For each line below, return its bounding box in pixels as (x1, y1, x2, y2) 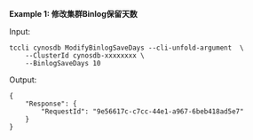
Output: (9, 74, 37, 85)
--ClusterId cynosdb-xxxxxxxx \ (25, 51, 145, 60)
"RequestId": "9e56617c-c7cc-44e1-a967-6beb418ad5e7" (41, 107, 244, 116)
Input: (9, 27, 31, 36)
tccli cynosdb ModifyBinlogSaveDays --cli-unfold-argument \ (9, 43, 244, 52)
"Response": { (25, 99, 77, 108)
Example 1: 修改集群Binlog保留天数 (9, 9, 138, 19)
